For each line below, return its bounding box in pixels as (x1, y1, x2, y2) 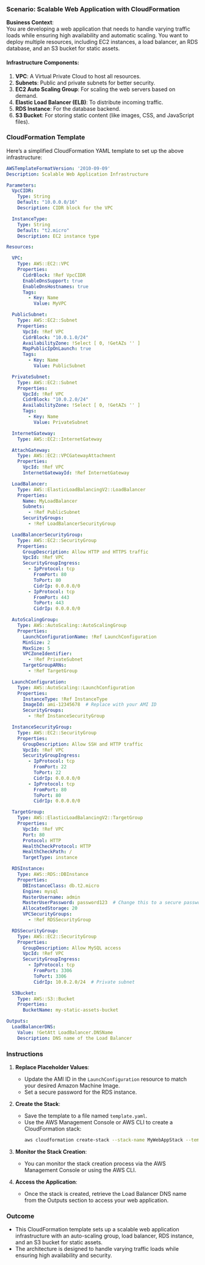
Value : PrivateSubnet (33, 419, 88, 425)
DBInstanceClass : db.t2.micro (22, 883, 99, 889)
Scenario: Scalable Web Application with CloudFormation (6, 5, 180, 13)
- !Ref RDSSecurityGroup (28, 917, 92, 923)
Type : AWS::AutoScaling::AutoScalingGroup (17, 623, 127, 629)
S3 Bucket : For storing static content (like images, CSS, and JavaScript (15, 111, 194, 119)
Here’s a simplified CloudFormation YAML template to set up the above (6, 147, 184, 154)
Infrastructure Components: (6, 59, 79, 66)
